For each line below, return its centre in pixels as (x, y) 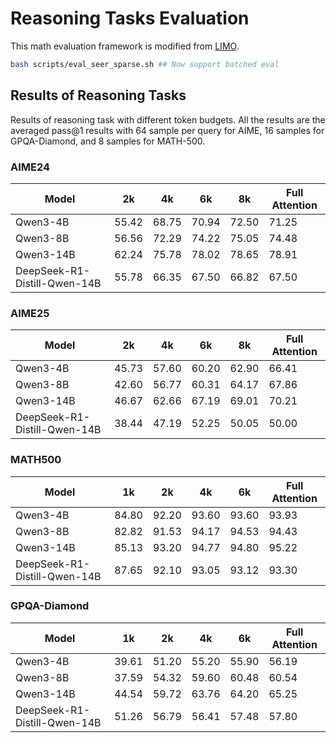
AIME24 (30, 167)
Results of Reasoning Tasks (98, 95)
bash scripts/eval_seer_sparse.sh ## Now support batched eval (145, 64)
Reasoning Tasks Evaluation (130, 18)
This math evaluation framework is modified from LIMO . (125, 46)
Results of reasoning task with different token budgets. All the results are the (168, 119)
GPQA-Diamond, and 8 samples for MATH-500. (108, 141)
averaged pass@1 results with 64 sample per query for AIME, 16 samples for (167, 130)
